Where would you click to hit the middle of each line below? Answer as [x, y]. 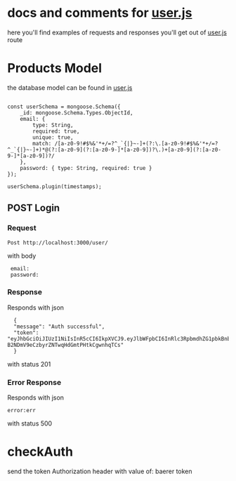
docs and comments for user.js [100, 13]
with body [22, 256]
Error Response [34, 382]
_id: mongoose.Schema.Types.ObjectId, [77, 113]
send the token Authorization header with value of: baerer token [100, 471]
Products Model [55, 68]
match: [42, 143]
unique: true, [53, 137]
